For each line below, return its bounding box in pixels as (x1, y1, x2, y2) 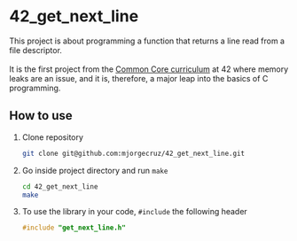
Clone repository (21, 131, 84, 143)
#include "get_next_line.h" (21, 223, 126, 232)
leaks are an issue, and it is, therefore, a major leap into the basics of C (9, 73, 269, 83)
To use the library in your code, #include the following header (21, 206, 248, 217)
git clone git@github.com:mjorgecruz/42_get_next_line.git (21, 149, 246, 158)
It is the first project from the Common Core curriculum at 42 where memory (9, 64, 289, 74)
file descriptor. (9, 44, 62, 55)
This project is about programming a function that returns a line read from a (9, 35, 285, 46)
